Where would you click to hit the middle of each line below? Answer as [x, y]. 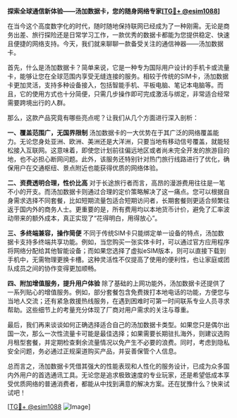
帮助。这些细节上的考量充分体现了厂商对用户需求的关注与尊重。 [100, 310]
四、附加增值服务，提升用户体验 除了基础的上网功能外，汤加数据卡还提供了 [116, 283]
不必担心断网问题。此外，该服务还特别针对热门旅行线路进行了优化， [124, 159]
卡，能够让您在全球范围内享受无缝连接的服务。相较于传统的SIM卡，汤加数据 [118, 76]
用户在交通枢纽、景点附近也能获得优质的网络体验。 [87, 168]
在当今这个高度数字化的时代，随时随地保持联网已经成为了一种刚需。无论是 [115, 26]
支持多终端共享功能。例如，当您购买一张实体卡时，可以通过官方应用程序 [124, 242]
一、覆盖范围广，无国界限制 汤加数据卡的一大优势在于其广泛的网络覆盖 [110, 133]
